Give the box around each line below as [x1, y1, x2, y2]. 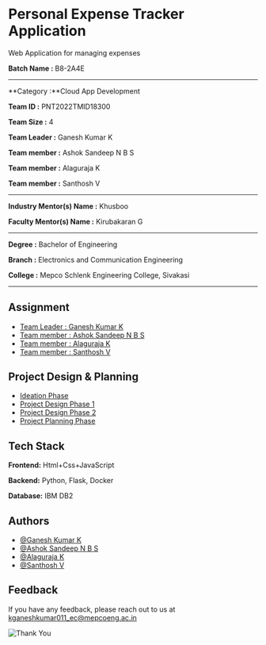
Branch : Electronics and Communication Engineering [8, 255, 184, 264]
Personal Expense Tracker [8, 6, 184, 23]
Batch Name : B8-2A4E [8, 63, 85, 73]
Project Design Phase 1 [19, 399, 95, 409]
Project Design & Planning [8, 370, 139, 383]
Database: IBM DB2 [8, 491, 74, 501]
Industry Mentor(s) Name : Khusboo [8, 201, 129, 211]
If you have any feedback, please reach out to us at [8, 605, 176, 614]
